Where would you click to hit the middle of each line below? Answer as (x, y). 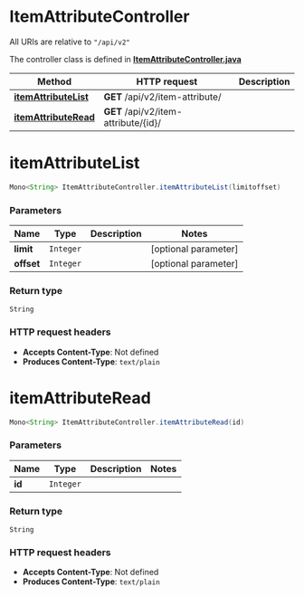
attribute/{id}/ (132, 122)
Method (55, 81)
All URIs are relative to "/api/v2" (70, 42)
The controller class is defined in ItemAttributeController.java (125, 59)
